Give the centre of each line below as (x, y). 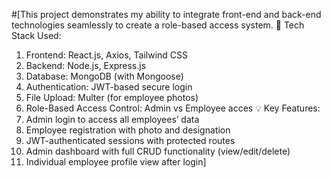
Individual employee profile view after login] (116, 162)
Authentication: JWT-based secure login (109, 87)
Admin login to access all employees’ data (112, 119)
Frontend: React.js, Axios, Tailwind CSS (107, 55)
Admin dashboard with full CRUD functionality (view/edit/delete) (158, 151)
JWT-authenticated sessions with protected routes (130, 140)
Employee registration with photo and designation (128, 130)
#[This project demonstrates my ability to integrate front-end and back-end (166, 14)
